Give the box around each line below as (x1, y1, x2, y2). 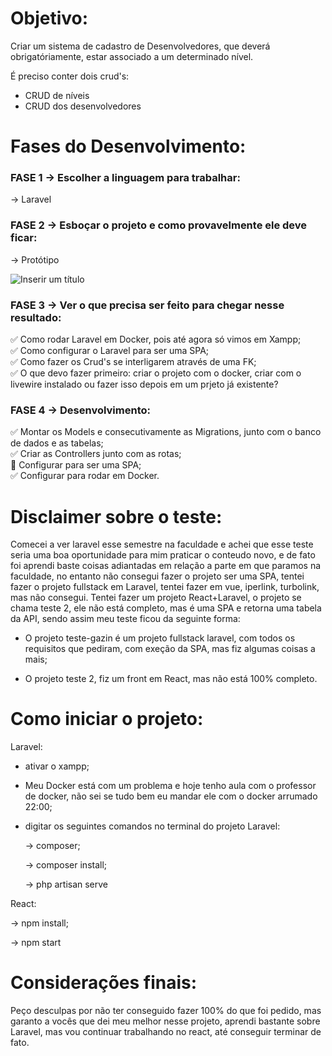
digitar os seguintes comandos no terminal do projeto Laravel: (24, 820, 281, 832)
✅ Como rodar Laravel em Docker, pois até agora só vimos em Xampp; (10, 333, 302, 346)
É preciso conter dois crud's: (10, 70, 130, 82)
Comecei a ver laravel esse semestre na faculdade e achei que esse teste (10, 538, 314, 551)
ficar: (10, 231, 38, 245)
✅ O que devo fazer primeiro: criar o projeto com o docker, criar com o (10, 367, 302, 379)
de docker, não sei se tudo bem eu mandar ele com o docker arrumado (24, 790, 318, 802)
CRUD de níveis (24, 89, 90, 101)
